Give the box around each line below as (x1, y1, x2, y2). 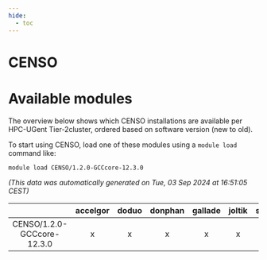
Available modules (8, 89, 133, 107)
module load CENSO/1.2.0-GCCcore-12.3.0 (8, 164, 145, 172)
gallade (192, 204, 221, 215)
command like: (8, 148, 56, 157)
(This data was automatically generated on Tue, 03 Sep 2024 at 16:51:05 (8, 177, 248, 187)
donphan (149, 204, 185, 215)
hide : (8, 11, 26, 20)
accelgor (75, 204, 110, 215)
